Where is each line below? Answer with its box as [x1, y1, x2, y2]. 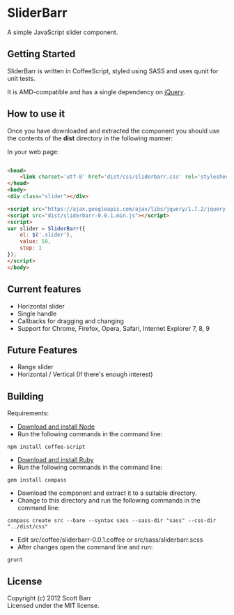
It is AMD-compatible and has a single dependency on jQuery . [7, 87, 186, 96]
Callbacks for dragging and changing [17, 316, 124, 325]
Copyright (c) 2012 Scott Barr [7, 593, 92, 602]
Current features [7, 283, 81, 295]
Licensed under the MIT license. [7, 601, 100, 609]
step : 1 [19, 244, 42, 252]
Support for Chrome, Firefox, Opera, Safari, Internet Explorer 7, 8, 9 [17, 324, 210, 332]
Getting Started [7, 48, 76, 60]
